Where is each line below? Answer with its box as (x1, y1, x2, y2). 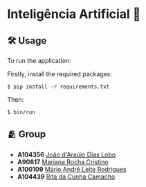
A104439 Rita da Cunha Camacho (17, 172, 116, 181)
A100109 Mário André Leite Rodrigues (17, 165, 127, 173)
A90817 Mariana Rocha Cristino (17, 157, 109, 166)
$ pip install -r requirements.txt (7, 83, 110, 90)
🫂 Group (7, 128, 46, 141)
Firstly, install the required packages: (7, 70, 113, 78)
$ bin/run (7, 109, 36, 116)
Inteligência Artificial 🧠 (7, 6, 141, 22)
